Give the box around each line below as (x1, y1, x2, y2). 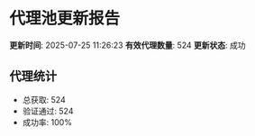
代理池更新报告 (9, 8, 121, 29)
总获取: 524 (22, 94, 66, 104)
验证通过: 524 (22, 105, 74, 116)
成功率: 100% (22, 116, 72, 127)
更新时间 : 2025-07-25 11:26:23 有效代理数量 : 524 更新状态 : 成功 (9, 40, 246, 50)
